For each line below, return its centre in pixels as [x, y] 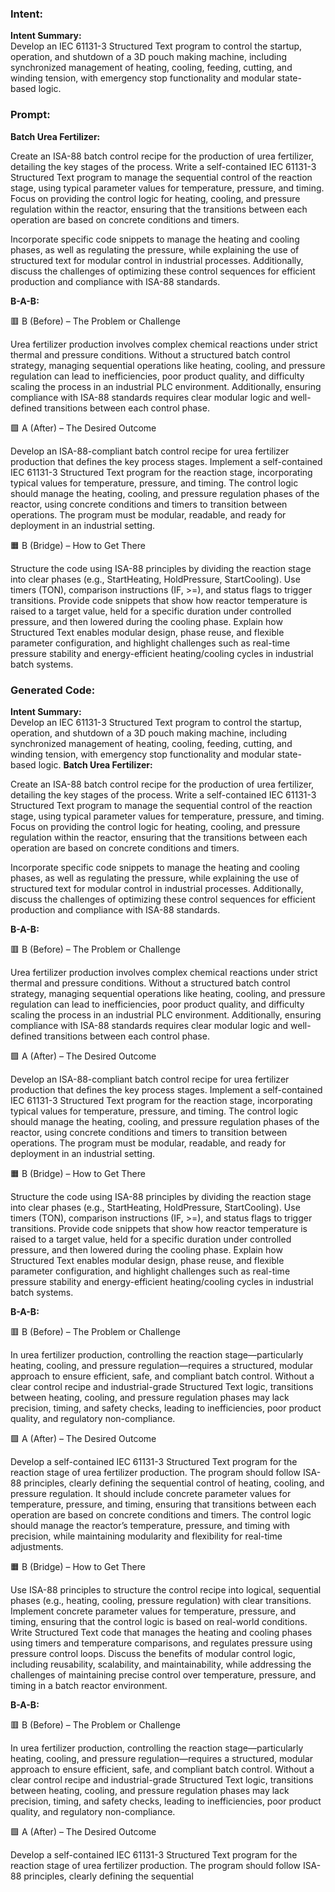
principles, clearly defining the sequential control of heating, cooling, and [174, 1483]
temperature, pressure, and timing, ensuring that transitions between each [163, 1504]
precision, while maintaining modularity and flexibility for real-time [146, 1536]
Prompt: [30, 115]
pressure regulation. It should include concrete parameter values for [151, 1493]
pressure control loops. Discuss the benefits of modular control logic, [153, 1653]
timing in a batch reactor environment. [89, 1685]
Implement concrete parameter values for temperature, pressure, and [153, 1611]
